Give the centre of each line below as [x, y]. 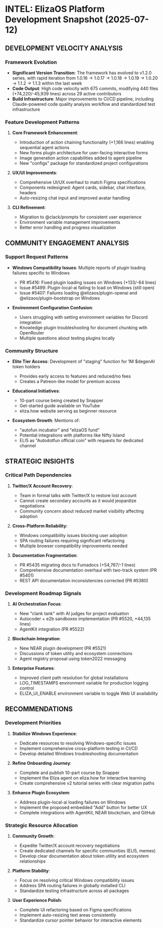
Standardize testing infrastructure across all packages [74, 891]
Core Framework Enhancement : [45, 133]
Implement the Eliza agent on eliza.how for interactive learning [83, 778]
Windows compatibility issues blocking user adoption [73, 535]
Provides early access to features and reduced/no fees [75, 376]
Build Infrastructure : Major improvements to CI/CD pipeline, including [83, 99]
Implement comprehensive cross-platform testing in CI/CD [79, 748]
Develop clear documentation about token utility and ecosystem [84, 856]
